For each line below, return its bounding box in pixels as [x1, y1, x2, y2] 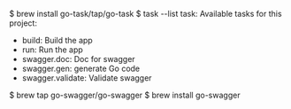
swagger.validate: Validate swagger [21, 73, 152, 83]
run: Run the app [21, 44, 84, 55]
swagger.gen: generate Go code [21, 63, 141, 74]
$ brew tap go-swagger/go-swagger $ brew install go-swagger [9, 90, 241, 100]
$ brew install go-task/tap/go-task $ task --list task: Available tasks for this [9, 9, 282, 19]
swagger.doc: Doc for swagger [21, 54, 135, 64]
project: [9, 18, 38, 28]
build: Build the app [21, 35, 93, 45]
